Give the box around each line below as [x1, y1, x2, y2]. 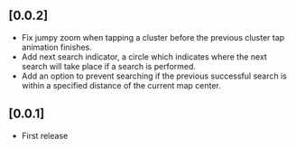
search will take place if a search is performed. [21, 60, 196, 71]
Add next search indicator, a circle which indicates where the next [21, 51, 267, 62]
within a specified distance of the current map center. [21, 79, 222, 90]
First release [21, 130, 69, 141]
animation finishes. [21, 42, 92, 52]
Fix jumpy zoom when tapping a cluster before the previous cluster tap [21, 32, 285, 42]
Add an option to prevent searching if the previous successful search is [21, 70, 288, 81]
